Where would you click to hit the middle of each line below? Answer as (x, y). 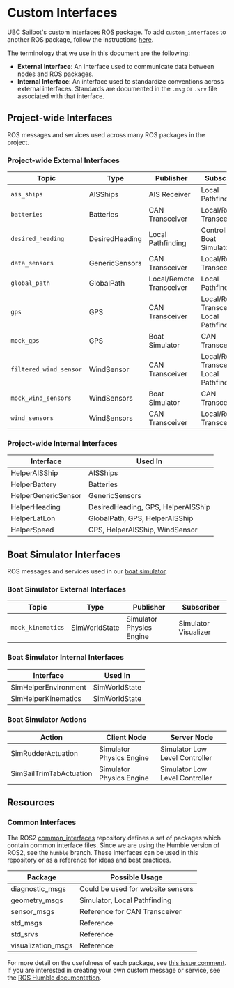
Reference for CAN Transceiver (131, 911)
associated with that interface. (61, 96)
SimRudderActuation (45, 754)
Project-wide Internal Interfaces (63, 443)
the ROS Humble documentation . (54, 978)
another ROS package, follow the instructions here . (80, 39)
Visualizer (195, 632)
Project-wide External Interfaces (63, 160)
